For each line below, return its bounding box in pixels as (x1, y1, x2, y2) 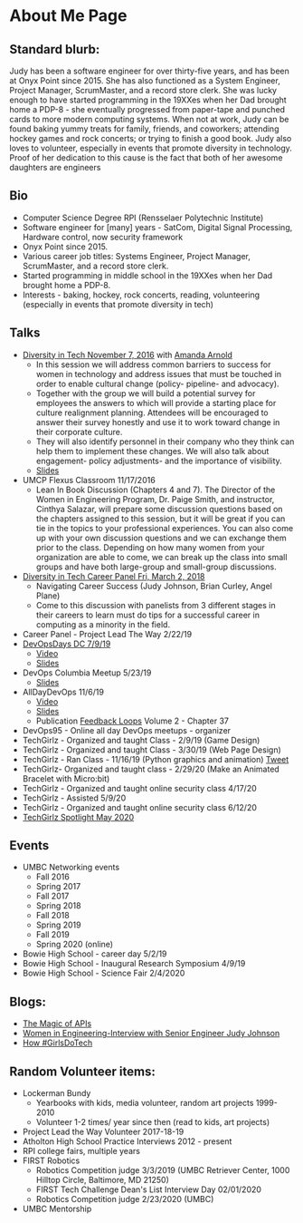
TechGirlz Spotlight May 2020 (22, 811, 135, 822)
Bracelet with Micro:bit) (22, 772, 110, 784)
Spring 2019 (35, 919, 81, 930)
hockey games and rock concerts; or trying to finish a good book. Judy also (9, 133, 292, 143)
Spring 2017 (35, 881, 81, 892)
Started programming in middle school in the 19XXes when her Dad (22, 269, 273, 281)
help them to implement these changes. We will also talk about (35, 445, 270, 456)
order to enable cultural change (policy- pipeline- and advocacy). (35, 378, 279, 389)
